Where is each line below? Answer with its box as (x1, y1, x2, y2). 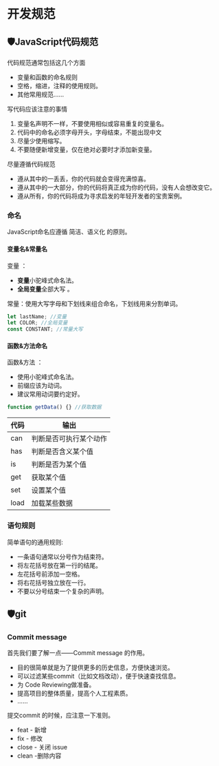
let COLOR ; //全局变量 (7, 320, 68, 327)
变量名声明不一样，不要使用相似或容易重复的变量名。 (16, 120, 168, 127)
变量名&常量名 (7, 245, 48, 253)
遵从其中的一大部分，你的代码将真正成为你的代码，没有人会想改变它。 (16, 183, 216, 191)
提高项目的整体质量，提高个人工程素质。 (16, 690, 132, 698)
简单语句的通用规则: (7, 538, 64, 546)
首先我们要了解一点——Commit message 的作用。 (7, 649, 149, 657)
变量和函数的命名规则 (16, 73, 78, 81)
